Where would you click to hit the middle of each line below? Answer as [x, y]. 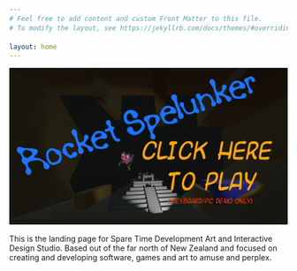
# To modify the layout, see [63, 28]
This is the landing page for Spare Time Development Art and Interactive [141, 238]
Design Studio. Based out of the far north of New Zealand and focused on [143, 248]
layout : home [33, 47]
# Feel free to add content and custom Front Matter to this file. [136, 19]
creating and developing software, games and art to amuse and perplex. [141, 257]
